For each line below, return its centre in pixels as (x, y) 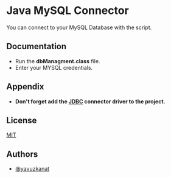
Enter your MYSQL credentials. (54, 67)
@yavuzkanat (32, 169)
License (22, 120)
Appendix (25, 87)
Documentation (37, 46)
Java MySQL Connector (68, 11)
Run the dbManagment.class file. (58, 61)
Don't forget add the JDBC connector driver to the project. (90, 101)
